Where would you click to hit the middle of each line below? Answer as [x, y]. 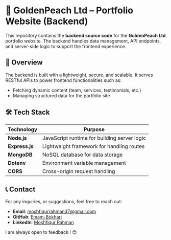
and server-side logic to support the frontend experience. [66, 46]
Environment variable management [84, 163]
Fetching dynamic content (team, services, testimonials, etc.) [77, 90]
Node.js [17, 138]
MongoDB [20, 155]
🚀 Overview [24, 63]
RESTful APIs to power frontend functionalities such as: [63, 80]
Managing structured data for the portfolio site [61, 95]
